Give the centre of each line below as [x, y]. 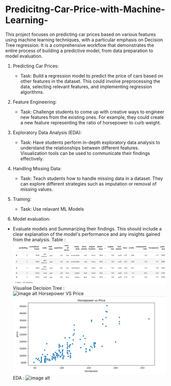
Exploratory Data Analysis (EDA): [47, 132]
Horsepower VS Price [61, 293]
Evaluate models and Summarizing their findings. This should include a [87, 228]
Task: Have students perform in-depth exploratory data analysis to [90, 142]
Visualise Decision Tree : [39, 288]
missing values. [37, 189]
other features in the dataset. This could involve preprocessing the [90, 81]
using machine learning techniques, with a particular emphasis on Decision [84, 40]
